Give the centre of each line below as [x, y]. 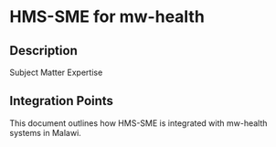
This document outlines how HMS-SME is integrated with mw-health [138, 123]
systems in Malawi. [46, 132]
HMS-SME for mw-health [107, 17]
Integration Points [62, 101]
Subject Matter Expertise [56, 72]
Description [43, 51]
